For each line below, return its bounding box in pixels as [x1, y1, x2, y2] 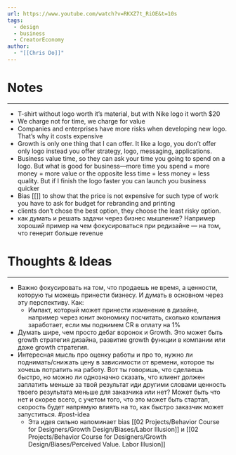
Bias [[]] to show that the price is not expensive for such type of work [17, 191, 219, 200]
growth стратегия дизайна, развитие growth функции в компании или [17, 335, 226, 344]
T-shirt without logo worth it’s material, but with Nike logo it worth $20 [17, 110, 221, 118]
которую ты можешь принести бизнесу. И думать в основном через [17, 291, 223, 299]
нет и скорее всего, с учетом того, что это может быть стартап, [17, 395, 210, 404]
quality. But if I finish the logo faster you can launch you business [17, 176, 206, 185]
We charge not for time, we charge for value [17, 117, 145, 125]
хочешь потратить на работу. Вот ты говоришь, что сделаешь [17, 365, 204, 374]
